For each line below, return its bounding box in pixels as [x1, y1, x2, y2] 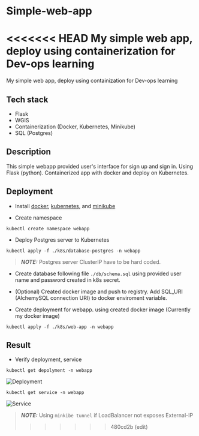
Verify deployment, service [14, 356, 82, 363]
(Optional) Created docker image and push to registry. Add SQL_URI [14, 288, 183, 295]
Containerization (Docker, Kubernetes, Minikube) [14, 123, 136, 130]
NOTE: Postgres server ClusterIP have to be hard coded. [20, 258, 161, 265]
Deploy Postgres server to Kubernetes [14, 236, 110, 243]
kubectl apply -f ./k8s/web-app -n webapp [6, 324, 114, 330]
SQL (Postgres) [14, 129, 53, 136]
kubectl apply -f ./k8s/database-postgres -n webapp [6, 248, 141, 254]
